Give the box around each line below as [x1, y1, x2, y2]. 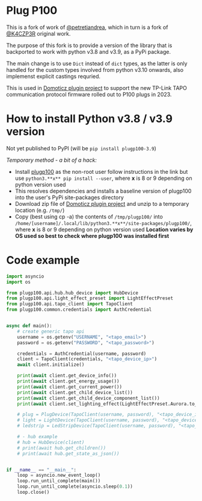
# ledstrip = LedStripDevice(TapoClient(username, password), [17, 423, 176, 429]
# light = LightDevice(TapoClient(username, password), [17, 417, 161, 423]
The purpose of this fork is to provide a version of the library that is [6, 42, 173, 49]
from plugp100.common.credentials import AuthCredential [6, 307, 152, 313]
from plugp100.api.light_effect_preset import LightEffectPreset [6, 295, 173, 302]
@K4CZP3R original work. [6, 30, 71, 37]
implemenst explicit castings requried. [6, 72, 101, 80]
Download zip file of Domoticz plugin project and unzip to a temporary [14, 200, 189, 207]
